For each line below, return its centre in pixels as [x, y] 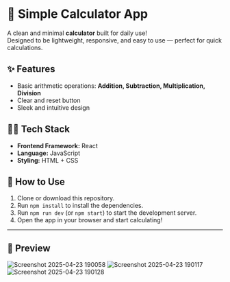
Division [29, 93]
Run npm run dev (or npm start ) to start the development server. [107, 213]
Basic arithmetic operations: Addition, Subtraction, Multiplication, [111, 86]
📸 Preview [29, 248]
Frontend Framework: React [57, 145]
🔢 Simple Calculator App [78, 14]
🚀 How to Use [36, 181]
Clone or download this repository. [66, 198]
